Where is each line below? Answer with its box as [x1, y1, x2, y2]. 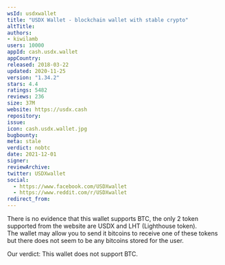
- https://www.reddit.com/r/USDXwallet [13, 189, 128, 196]
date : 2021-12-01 [7, 151, 57, 158]
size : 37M [7, 100, 36, 107]
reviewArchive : [7, 163, 51, 171]
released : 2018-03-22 [7, 61, 69, 68]
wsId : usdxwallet [7, 10, 57, 17]
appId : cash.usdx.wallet [7, 49, 78, 56]
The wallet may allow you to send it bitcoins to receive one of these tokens [7, 229, 218, 237]
